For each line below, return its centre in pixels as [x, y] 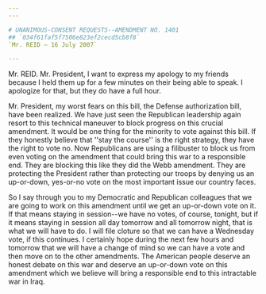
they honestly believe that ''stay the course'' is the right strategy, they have [131, 140]
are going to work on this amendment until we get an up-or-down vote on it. [132, 206]
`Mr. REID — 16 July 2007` [53, 44]
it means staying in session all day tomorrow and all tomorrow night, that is [130, 223]
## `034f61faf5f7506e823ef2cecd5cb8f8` [74, 37]
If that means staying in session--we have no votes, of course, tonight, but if [133, 214]
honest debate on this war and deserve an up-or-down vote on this [118, 265]
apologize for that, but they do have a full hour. [85, 91]
